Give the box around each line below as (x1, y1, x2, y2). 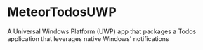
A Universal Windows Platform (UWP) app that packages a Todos (7, 27, 197, 35)
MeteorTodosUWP (7, 4, 117, 20)
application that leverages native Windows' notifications (7, 34, 170, 42)
